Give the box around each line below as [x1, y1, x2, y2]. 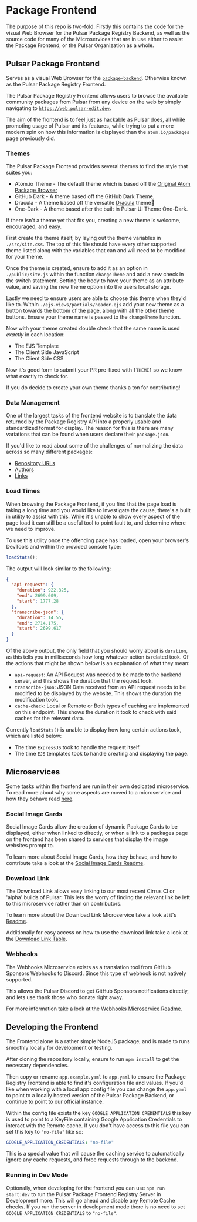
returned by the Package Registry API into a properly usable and [6, 418, 162, 425]
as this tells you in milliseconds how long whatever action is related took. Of [6, 653, 189, 660]
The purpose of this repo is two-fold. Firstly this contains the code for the [6, 23, 184, 30]
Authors [14, 466, 34, 473]
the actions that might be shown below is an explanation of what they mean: [6, 660, 190, 667]
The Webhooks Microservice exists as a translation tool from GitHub [6, 963, 171, 970]
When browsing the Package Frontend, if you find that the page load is [6, 500, 177, 508]
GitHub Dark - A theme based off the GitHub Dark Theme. [14, 193, 155, 200]
